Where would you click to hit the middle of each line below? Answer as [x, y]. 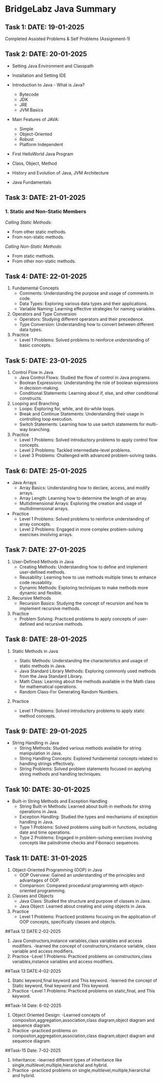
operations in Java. [38, 812]
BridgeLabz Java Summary [61, 9]
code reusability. [36, 582]
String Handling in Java [36, 743]
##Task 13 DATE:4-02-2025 [33, 971]
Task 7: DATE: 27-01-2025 [45, 550]
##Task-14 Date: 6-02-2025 [33, 1006]
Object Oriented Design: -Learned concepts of [59, 1015]
